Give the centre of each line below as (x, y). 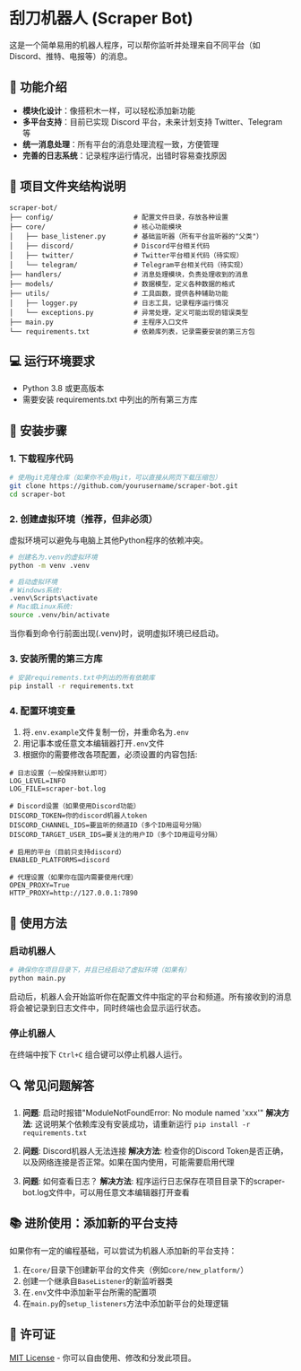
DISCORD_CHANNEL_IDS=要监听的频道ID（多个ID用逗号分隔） (107, 825)
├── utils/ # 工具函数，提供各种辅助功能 (119, 293)
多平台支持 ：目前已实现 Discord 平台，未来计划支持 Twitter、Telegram (152, 121)
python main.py (38, 979)
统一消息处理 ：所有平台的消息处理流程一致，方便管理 (120, 144)
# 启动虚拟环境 (34, 581)
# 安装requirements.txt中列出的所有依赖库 (82, 678)
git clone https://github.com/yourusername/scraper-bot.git (124, 485)
